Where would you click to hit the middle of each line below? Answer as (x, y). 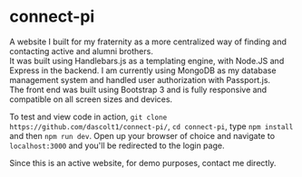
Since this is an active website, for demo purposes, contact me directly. (143, 163)
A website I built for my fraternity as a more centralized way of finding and (148, 42)
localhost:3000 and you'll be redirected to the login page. (117, 145)
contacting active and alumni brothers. (82, 51)
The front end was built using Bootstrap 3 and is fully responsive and (138, 89)
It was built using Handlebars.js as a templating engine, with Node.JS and (147, 61)
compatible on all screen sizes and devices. (91, 99)
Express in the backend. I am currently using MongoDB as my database (143, 70)
